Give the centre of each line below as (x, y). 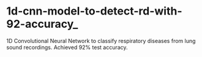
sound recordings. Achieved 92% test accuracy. (67, 47)
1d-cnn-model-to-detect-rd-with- (94, 11)
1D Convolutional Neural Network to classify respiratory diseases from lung (101, 41)
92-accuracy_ (42, 24)
